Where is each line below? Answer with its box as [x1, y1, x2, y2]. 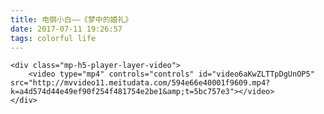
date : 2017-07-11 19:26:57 [10, 24, 123, 34]
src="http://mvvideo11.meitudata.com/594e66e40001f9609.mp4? [10, 78, 271, 88]
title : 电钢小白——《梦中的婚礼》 [10, 14, 133, 25]
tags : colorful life [10, 33, 97, 43]
